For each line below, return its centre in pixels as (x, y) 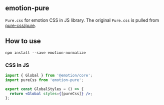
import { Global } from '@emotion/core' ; (49, 75)
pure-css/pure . (21, 25)
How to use (23, 41)
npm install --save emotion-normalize (45, 52)
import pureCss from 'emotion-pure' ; (44, 80)
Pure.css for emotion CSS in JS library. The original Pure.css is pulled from (82, 20)
